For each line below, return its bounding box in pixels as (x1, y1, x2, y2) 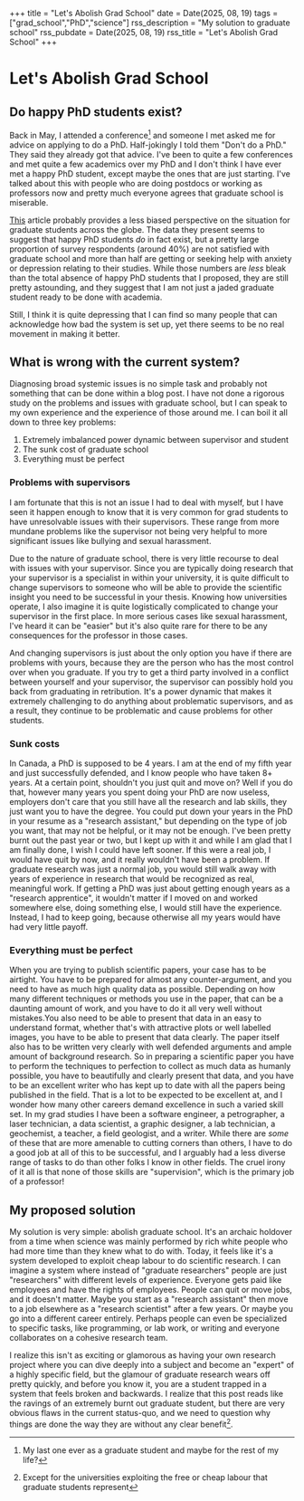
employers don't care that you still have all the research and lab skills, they (9, 797, 288, 808)
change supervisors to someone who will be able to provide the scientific (9, 581, 282, 592)
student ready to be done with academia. (9, 292, 163, 302)
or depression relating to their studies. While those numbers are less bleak (9, 263, 287, 273)
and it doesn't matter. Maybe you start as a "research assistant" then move (9, 1294, 289, 1305)
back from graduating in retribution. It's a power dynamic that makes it (9, 685, 272, 696)
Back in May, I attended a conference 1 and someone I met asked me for (9, 129, 276, 140)
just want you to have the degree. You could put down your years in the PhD (9, 806, 293, 817)
